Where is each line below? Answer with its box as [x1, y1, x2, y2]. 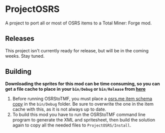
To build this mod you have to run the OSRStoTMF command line [12, 111, 146, 118]
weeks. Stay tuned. [5, 53, 45, 59]
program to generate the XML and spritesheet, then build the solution [12, 117, 155, 123]
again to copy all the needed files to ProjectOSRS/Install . [12, 122, 131, 128]
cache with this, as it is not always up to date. [12, 106, 106, 112]
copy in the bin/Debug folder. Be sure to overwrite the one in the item [12, 101, 154, 107]
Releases [5, 34, 34, 43]
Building [5, 67, 31, 76]
